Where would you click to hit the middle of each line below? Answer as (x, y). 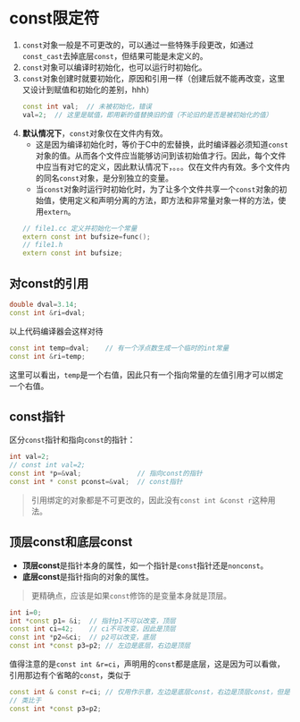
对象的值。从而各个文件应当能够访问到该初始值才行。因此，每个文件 (161, 155)
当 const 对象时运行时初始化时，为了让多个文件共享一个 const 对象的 (157, 189)
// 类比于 (25, 700)
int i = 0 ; (25, 612)
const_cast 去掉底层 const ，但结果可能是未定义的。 (115, 55)
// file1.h (42, 245)
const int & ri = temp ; (48, 356)
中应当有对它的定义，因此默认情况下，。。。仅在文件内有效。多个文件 (159, 166)
